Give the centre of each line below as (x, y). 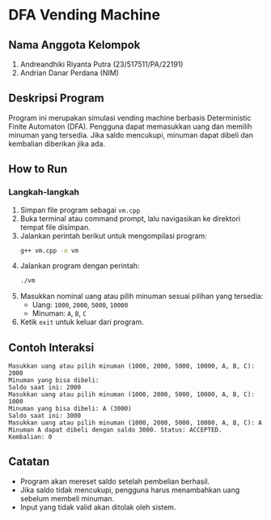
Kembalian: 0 (30, 437)
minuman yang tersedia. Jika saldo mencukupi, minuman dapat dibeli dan (131, 134)
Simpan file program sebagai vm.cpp (80, 210)
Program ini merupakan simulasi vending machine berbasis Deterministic (130, 117)
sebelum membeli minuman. (67, 498)
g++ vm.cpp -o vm (49, 250)
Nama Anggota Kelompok (74, 45)
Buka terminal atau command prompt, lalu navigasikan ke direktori (130, 218)
